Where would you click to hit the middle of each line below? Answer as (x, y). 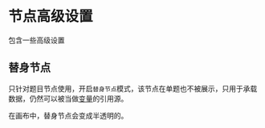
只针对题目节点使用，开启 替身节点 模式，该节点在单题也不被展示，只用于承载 (133, 88)
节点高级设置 (51, 16)
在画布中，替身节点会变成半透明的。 (68, 115)
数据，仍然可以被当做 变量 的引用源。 (68, 98)
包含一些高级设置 (37, 40)
